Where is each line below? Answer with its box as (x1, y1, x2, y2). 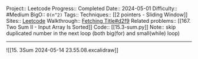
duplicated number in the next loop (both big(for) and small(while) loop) (6, 30, 180, 37)
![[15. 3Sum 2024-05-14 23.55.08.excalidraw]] (6, 47, 119, 53)
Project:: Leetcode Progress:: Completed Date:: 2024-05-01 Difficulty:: (6, 5, 178, 12)
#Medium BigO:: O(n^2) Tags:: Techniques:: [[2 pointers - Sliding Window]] (6, 11, 188, 18)
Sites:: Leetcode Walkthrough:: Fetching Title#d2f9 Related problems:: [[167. (6, 18, 191, 24)
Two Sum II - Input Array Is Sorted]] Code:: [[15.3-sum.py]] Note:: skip (6, 23, 176, 30)
